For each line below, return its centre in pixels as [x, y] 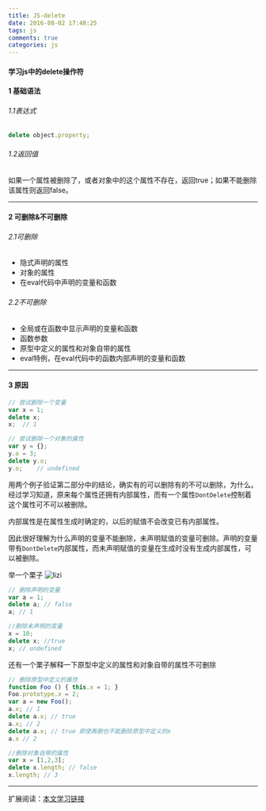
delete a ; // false [40, 605]
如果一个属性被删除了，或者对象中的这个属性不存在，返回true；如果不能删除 [133, 180]
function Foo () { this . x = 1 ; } [63, 687]
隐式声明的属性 [44, 263]
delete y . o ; [28, 461]
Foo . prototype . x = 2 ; [44, 694]
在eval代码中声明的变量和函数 [68, 283]
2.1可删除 [23, 236]
